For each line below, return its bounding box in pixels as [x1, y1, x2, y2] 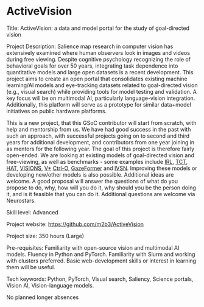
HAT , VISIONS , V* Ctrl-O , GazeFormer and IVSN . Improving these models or [6, 164, 198, 172]
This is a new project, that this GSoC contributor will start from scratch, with [6, 119, 197, 126]
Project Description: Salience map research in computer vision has [6, 43, 174, 50]
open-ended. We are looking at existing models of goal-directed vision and [6, 151, 195, 159]
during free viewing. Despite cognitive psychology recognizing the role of [6, 55, 191, 63]
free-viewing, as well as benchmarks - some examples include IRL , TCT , [6, 158, 188, 165]
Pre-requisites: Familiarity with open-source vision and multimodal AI [6, 244, 180, 251]
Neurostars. [6, 197, 37, 204]
